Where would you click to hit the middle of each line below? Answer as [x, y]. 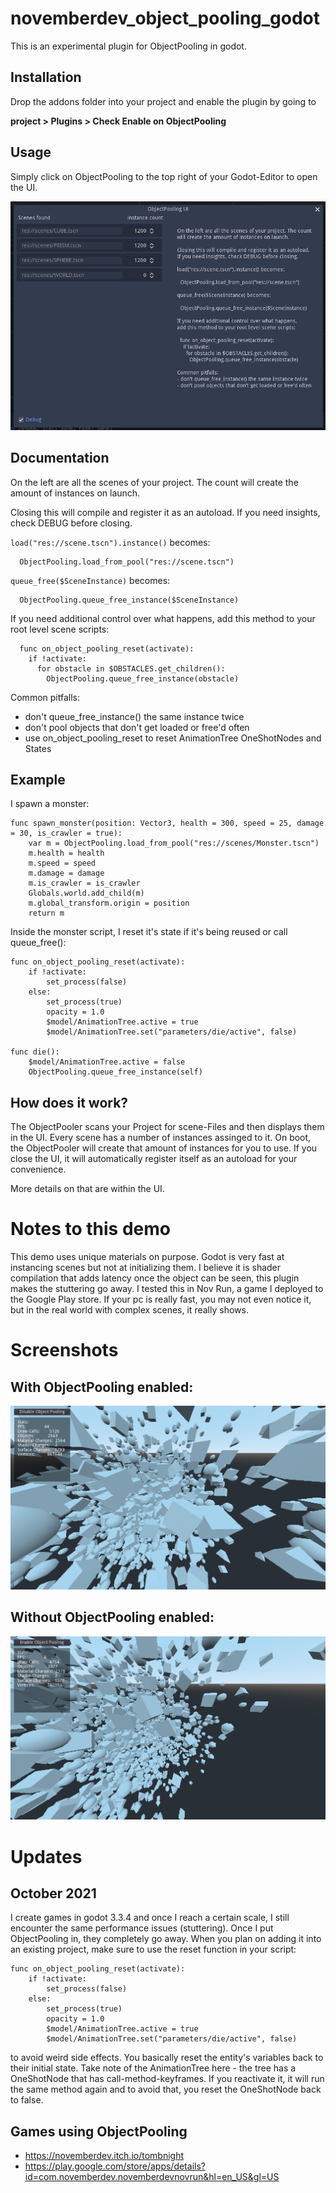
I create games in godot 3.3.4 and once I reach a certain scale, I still [150, 1918]
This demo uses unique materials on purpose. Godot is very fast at [147, 1257]
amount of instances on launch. [75, 493]
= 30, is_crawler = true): [66, 833]
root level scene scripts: [60, 629]
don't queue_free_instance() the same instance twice [134, 716]
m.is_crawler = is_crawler [84, 883]
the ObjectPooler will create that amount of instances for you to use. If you [164, 1148]
